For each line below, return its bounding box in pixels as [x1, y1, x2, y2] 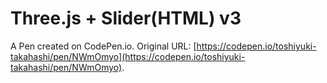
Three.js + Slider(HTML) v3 [10, 7, 242, 30]
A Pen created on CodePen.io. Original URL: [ [10, 40, 197, 52]
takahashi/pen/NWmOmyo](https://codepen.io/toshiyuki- [10, 50, 246, 62]
